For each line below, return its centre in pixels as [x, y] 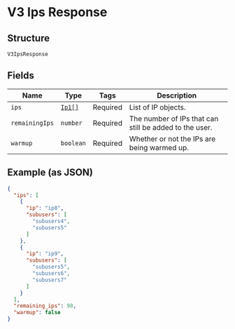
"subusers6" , [51, 274]
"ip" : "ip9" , [45, 254]
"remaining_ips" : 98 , [45, 306]
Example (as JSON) [50, 173]
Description [177, 95]
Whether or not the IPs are [172, 139]
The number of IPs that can [174, 119]
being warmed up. [159, 147]
